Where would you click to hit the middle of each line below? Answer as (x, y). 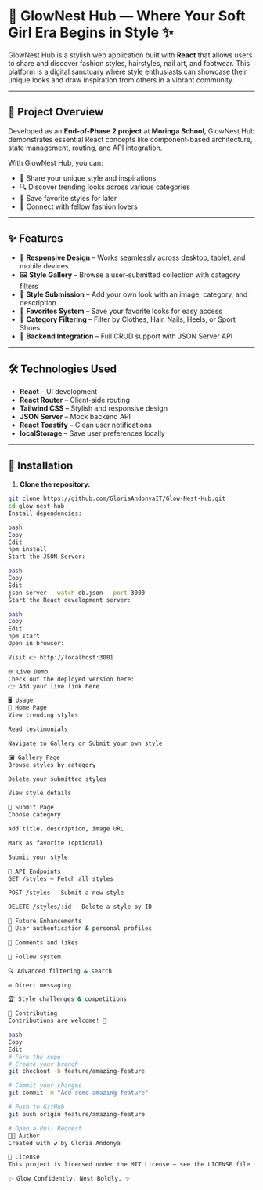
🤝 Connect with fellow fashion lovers (79, 206)
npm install (27, 549)
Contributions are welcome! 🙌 (58, 1021)
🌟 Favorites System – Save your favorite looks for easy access (121, 311)
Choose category (34, 815)
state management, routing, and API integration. (85, 148)
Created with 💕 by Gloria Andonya (65, 1143)
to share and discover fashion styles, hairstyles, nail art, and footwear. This (129, 63)
